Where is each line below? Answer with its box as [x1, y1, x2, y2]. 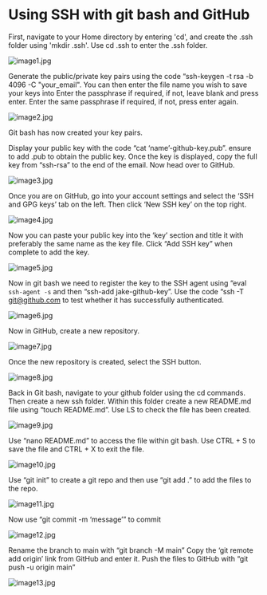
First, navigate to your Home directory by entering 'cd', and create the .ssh [8, 32, 253, 41]
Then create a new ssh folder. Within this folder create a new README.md [8, 396, 252, 406]
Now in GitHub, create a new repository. [8, 325, 139, 336]
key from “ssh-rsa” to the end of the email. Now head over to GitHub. [8, 160, 235, 169]
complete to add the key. [8, 247, 90, 257]
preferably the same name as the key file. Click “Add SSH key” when [8, 238, 233, 248]
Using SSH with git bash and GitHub [8, 6, 250, 24]
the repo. [8, 483, 38, 493]
